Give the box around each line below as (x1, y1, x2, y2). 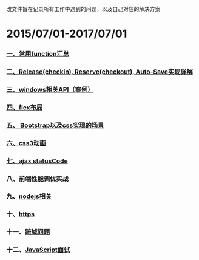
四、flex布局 (6, 103, 43, 111)
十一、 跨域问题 (6, 228, 50, 236)
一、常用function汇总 (6, 50, 70, 58)
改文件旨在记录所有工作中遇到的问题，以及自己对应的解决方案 (6, 5, 161, 12)
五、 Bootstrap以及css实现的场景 (6, 121, 104, 129)
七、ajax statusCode (6, 157, 68, 165)
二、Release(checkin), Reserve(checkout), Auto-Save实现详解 (6, 67, 193, 76)
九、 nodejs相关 (6, 192, 52, 200)
